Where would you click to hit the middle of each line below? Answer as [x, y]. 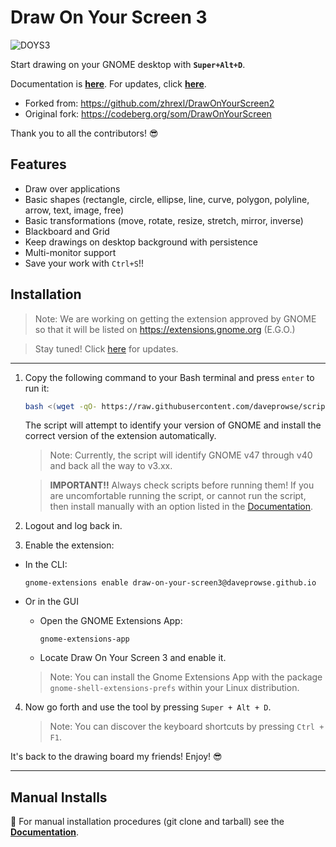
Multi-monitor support [70, 252]
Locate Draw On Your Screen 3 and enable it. [133, 658]
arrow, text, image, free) [74, 210]
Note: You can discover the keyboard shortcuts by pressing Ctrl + [187, 727]
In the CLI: [46, 565]
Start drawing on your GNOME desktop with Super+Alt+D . [128, 64]
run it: [37, 388]
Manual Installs [59, 797]
